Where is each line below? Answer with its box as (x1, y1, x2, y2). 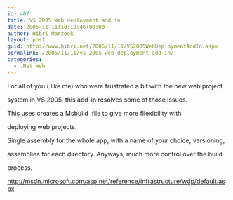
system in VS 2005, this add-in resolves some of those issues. (7, 95, 188, 104)
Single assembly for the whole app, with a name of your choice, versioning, (7, 136, 225, 145)
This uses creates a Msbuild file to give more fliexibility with (7, 109, 182, 117)
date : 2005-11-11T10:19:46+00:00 (7, 23, 105, 30)
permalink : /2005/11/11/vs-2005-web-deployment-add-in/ (7, 50, 174, 57)
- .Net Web (13, 62, 46, 69)
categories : (7, 56, 42, 63)
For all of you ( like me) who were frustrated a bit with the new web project (7, 81, 223, 90)
